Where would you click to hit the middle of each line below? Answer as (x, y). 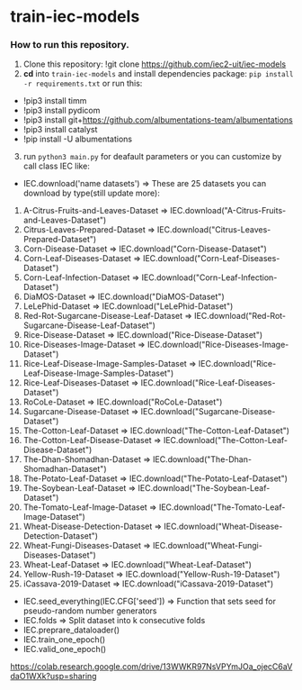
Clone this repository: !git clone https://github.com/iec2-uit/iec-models (155, 64)
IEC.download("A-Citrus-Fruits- (228, 211)
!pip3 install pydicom (62, 111)
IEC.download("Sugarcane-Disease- (208, 412)
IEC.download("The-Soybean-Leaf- (204, 488)
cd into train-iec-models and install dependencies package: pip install (158, 74)
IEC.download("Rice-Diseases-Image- (218, 345)
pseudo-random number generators (90, 611)
